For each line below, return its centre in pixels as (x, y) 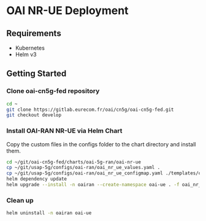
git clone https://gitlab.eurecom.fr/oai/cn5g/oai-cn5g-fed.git (90, 110)
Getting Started (36, 74)
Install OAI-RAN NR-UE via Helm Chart (64, 131)
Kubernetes (30, 48)
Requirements (34, 33)
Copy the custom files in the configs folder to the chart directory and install (101, 144)
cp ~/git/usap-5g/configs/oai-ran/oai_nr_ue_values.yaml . (83, 168)
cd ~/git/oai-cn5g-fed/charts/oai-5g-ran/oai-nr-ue (74, 162)
